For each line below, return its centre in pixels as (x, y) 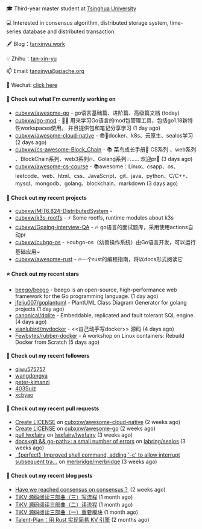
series (14, 31)
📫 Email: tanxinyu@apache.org (45, 71)
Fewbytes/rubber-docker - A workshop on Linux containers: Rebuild (100, 335)
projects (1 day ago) (39, 309)
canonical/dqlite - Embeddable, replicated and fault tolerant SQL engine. (105, 315)
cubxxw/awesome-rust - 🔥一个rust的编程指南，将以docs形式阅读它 (99, 259)
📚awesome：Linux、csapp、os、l (136, 166)
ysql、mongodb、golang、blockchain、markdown (80, 183)
